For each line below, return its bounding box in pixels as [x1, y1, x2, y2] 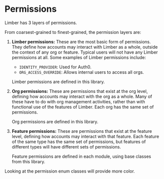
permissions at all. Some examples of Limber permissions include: [11, 54, 146, 60]
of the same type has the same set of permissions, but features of [11, 139, 146, 145]
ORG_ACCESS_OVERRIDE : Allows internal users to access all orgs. [19, 69, 144, 75]
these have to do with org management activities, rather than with [11, 98, 146, 104]
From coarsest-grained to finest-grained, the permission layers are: [4, 29, 141, 35]
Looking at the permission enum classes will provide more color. [4, 168, 135, 174]
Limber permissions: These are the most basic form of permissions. [11, 38, 151, 45]
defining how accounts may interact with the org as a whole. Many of [11, 93, 152, 99]
